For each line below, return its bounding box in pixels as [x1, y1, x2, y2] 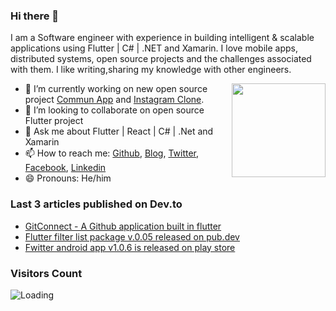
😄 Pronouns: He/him [24, 172, 112, 184]
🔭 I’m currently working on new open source [24, 83, 208, 95]
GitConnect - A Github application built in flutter [24, 220, 222, 232]
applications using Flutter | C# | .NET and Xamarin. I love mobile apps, [10, 42, 298, 54]
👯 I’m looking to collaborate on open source [24, 104, 205, 116]
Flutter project [24, 115, 84, 127]
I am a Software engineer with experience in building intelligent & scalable [10, 32, 315, 44]
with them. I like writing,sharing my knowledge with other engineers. [10, 64, 292, 76]
